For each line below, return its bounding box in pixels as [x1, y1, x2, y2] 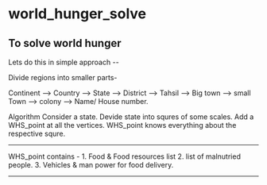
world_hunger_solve [8, 5, 147, 23]
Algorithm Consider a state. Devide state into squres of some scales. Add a [8, 112, 254, 121]
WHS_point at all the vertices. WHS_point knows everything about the [8, 121, 237, 129]
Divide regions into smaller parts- [8, 73, 118, 82]
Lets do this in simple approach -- [8, 57, 119, 67]
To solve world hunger [8, 37, 122, 50]
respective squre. [8, 129, 66, 138]
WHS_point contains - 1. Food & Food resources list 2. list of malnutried [8, 152, 241, 161]
